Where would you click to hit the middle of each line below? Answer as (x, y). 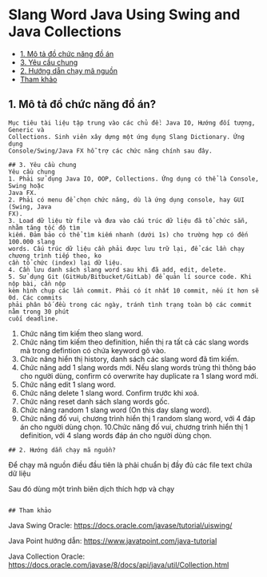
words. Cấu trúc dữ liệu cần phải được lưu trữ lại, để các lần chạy (127, 249)
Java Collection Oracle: (47, 556)
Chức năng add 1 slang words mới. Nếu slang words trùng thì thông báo (138, 367)
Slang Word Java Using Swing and (124, 15)
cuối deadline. (34, 318)
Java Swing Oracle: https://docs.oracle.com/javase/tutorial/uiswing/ (120, 525)
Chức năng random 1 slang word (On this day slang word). (116, 410)
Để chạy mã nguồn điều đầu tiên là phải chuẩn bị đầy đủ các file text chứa (130, 464)
